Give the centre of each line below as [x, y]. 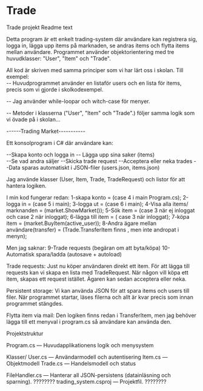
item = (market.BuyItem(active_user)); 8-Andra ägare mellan [82, 223]
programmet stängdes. [35, 303]
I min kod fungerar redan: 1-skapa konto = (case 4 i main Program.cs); [94, 197]
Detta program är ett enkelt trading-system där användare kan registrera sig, [102, 39]
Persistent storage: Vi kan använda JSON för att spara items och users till [98, 290]
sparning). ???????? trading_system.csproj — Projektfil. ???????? [86, 381]
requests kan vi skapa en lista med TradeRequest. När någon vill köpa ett [98, 272]
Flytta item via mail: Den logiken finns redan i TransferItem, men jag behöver [101, 315]
